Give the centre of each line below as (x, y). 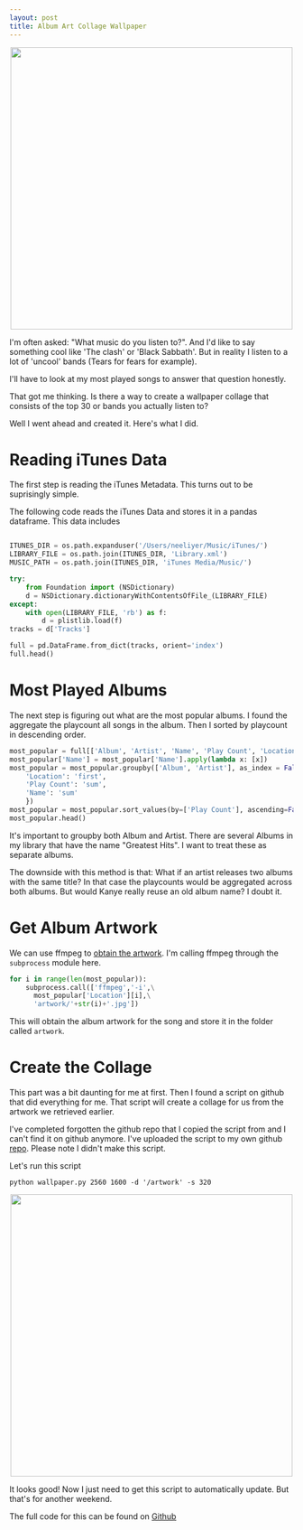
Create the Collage (81, 1068)
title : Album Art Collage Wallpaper (78, 26)
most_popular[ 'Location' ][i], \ (92, 996)
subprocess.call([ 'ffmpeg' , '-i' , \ (90, 987)
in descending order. (48, 734)
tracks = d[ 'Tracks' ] (50, 630)
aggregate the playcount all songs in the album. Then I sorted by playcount (148, 724)
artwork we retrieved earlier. (62, 1112)
